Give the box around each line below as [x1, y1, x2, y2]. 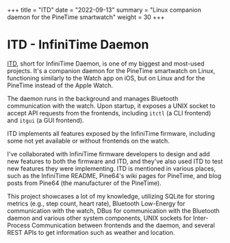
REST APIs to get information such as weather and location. [7, 228, 175, 236]
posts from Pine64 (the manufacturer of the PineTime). [7, 179, 162, 187]
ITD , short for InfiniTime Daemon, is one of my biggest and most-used [7, 59, 205, 68]
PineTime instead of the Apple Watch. [7, 81, 114, 89]
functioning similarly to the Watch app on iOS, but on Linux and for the [7, 74, 205, 82]
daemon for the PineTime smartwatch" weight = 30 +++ [7, 13, 166, 21]
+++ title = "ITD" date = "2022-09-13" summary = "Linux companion [7, 6, 202, 14]
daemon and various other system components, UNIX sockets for [7, 214, 192, 222]
